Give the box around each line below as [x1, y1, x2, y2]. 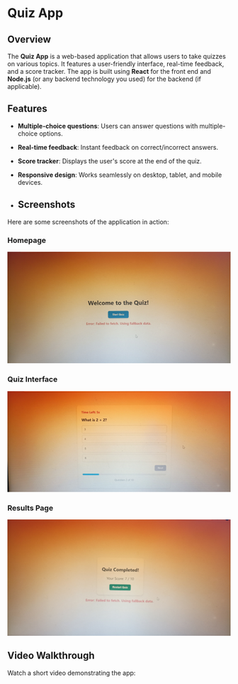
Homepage [7, 235, 46, 245]
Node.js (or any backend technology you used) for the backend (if [7, 75, 202, 83]
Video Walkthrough [7, 650, 95, 662]
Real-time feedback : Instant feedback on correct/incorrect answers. [17, 143, 219, 151]
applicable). [7, 82, 42, 90]
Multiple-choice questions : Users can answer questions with [17, 121, 198, 130]
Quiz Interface [7, 374, 58, 384]
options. [38, 129, 63, 138]
